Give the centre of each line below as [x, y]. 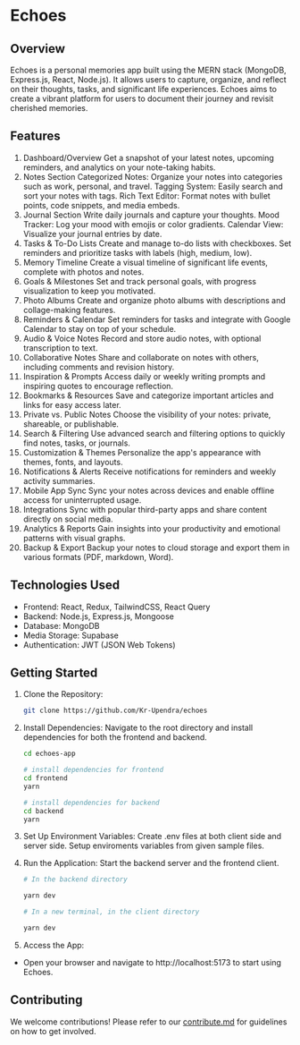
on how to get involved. [53, 1031]
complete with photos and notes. [83, 272]
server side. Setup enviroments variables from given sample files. [143, 845]
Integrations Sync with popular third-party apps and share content [145, 509]
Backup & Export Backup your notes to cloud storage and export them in [156, 548]
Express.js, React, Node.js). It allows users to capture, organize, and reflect [148, 80]
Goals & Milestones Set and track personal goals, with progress [140, 281]
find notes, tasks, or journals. [76, 443]
